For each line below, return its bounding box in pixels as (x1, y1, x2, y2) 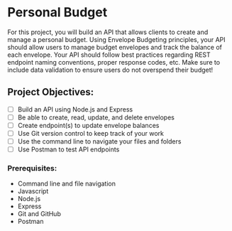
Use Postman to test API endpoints (17, 145, 120, 154)
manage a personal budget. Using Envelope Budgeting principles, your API (7, 35, 226, 43)
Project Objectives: (7, 86, 94, 98)
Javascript (17, 187, 49, 195)
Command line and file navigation (17, 179, 116, 188)
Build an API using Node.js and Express (17, 104, 133, 114)
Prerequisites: (7, 163, 57, 173)
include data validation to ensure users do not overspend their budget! (7, 65, 214, 74)
